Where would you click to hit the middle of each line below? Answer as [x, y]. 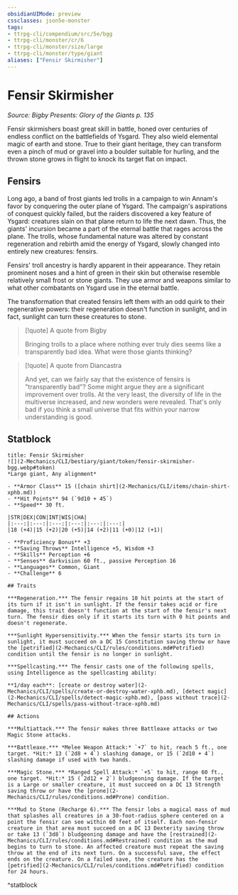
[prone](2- [103, 791]
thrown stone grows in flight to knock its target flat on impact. [97, 159]
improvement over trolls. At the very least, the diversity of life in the [123, 394]
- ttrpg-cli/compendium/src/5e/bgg [60, 34]
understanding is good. [59, 417]
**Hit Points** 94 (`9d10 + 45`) [63, 499]
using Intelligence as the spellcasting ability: [82, 673]
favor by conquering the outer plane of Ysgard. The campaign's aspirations [117, 206]
